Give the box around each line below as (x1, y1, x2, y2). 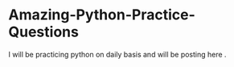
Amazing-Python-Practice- (8, 6, 195, 24)
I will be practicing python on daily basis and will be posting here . (8, 49, 227, 59)
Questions (8, 23, 79, 41)
